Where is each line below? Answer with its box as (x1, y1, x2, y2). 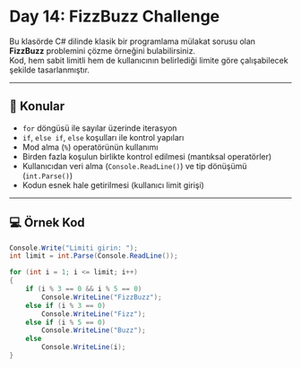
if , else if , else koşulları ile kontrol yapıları (21, 132, 185, 142)
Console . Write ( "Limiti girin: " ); (9, 244, 139, 252)
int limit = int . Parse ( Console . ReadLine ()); (9, 252, 178, 261)
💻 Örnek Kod (9, 215, 85, 230)
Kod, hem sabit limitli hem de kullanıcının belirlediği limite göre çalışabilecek (9, 55, 288, 65)
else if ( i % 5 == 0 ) (25, 318, 106, 327)
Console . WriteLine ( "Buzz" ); (41, 326, 146, 335)
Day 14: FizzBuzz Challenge (9, 6, 220, 27)
